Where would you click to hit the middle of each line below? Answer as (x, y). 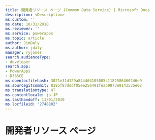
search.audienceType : (28, 57)
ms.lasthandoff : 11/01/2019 (35, 99)
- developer (18, 62)
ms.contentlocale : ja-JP (32, 95)
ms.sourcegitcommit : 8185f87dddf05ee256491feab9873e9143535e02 (74, 85)
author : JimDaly (22, 43)
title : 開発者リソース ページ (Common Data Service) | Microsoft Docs (77, 10)
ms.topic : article (25, 39)
